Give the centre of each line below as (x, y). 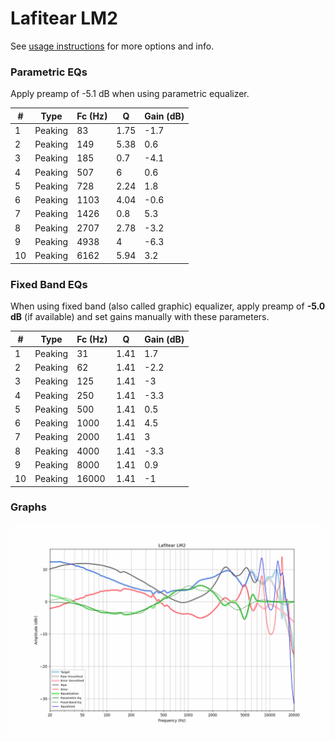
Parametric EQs (49, 72)
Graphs (28, 507)
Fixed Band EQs (49, 284)
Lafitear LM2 (64, 18)
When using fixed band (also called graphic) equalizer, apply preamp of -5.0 (168, 306)
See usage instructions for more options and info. (112, 46)
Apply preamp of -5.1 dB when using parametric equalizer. (130, 94)
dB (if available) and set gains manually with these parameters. (140, 317)
